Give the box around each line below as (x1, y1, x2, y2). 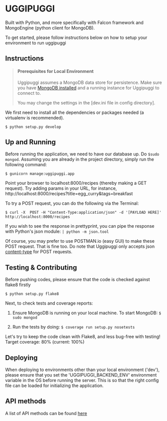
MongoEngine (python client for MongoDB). (5, 24, 95, 30)
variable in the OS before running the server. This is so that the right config (5, 377, 159, 383)
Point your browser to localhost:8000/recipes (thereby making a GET (5, 180, 147, 186)
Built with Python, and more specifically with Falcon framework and (5, 19, 144, 25)
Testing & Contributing (5, 263, 77, 272)
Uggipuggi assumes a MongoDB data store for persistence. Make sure (17, 79, 162, 85)
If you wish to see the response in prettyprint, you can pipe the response (5, 223, 155, 229)
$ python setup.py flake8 (5, 292, 59, 297)
